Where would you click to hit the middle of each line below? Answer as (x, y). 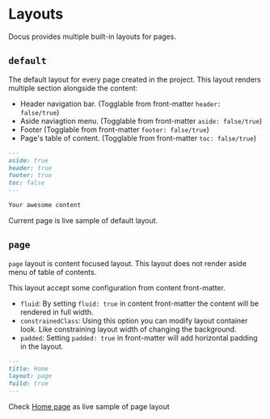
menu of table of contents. (53, 272)
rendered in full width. (57, 311)
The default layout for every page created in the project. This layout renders (135, 79)
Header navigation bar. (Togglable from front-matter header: (120, 104)
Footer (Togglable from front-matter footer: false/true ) (114, 129)
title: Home (28, 369)
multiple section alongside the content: (73, 88)
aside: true (28, 160)
